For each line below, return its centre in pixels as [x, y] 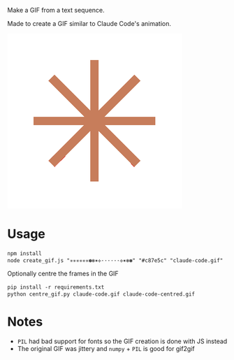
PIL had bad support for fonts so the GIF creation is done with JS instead [122, 341]
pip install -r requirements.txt [56, 287]
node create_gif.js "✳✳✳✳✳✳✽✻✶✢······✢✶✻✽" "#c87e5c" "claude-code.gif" [115, 260]
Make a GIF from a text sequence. [56, 10]
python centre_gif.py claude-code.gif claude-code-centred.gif [101, 294]
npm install [24, 253]
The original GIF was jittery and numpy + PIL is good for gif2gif [106, 348]
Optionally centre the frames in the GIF [63, 273]
